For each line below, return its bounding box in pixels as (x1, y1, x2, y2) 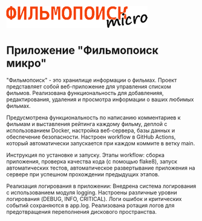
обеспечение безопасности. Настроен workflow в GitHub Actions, (6, 133, 176, 140)
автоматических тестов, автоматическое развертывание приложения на (6, 164, 195, 171)
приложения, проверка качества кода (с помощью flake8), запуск (6, 157, 177, 165)
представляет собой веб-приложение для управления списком (6, 82, 171, 90)
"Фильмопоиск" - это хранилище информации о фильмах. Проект (6, 76, 177, 84)
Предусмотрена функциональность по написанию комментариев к (6, 114, 181, 121)
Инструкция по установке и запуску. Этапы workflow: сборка (6, 151, 165, 159)
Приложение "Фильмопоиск (6, 44, 159, 58)
